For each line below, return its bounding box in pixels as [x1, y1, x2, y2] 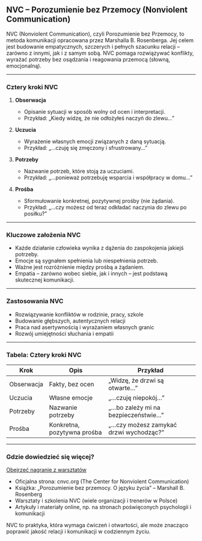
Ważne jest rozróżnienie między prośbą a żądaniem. [14, 264, 145, 271]
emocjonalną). [6, 62, 42, 69]
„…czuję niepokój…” [108, 394, 165, 402]
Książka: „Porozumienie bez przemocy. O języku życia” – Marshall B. [14, 484, 185, 492]
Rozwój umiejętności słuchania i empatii [14, 330, 114, 337]
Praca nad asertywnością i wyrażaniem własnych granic [14, 323, 155, 330]
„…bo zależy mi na [108, 403, 161, 412]
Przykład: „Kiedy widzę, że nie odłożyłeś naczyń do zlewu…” [23, 114, 174, 122]
